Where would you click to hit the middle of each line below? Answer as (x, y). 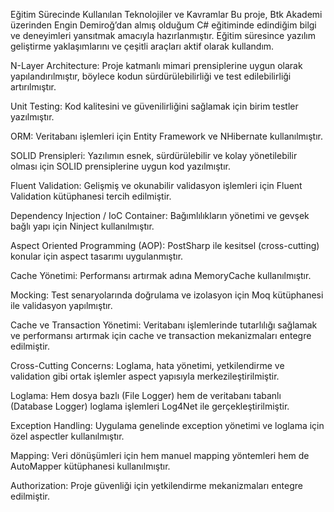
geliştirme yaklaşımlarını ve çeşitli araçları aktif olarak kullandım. (142, 46)
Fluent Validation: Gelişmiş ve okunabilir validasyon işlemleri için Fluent (156, 185)
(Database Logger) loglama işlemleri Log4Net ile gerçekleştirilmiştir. (150, 406)
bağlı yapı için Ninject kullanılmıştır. (82, 226)
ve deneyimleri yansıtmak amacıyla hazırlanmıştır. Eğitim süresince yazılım (163, 35)
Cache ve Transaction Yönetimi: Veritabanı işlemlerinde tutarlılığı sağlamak (164, 325)
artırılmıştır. (33, 87)
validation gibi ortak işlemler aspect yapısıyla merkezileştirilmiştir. (145, 376)
